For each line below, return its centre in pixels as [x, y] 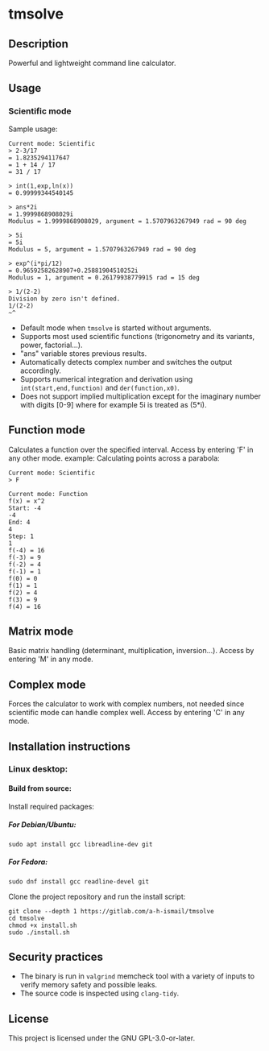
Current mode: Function [48, 494]
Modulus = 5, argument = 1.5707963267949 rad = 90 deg [102, 249]
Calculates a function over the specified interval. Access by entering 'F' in [131, 449]
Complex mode [47, 684]
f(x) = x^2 [27, 501]
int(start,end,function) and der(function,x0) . [99, 387]
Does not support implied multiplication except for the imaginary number [141, 396]
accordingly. [41, 370]
